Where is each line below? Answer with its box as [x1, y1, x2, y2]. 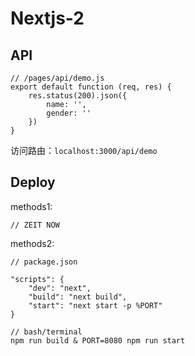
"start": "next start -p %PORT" [28, 300, 163, 311]
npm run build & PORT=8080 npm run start [10, 335, 186, 346]
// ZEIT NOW [10, 220, 60, 230]
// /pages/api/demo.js [10, 73, 105, 83]
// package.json [10, 257, 78, 267]
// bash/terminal [10, 327, 83, 337]
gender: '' [46, 108, 92, 118]
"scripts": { [10, 274, 65, 284]
